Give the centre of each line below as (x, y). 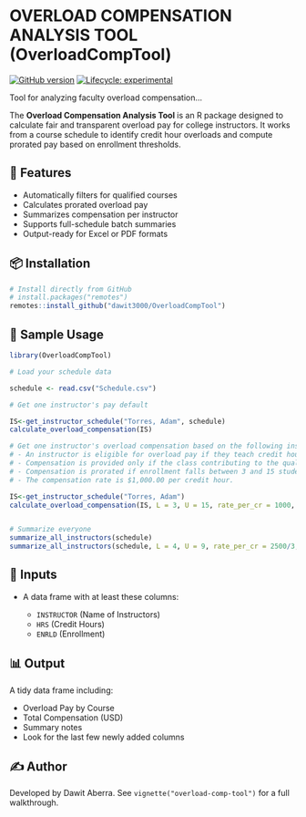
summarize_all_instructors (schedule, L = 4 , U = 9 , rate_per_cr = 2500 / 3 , (154, 547)
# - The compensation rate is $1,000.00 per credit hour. (122, 480)
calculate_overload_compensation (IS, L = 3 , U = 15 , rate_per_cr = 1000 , (153, 505)
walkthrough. (34, 802)
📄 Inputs (33, 575)
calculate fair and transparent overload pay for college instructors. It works (150, 125)
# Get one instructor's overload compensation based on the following (146, 446)
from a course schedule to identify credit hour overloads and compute (141, 134)
